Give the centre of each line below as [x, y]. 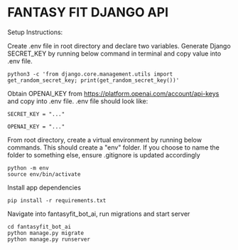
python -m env [28, 168]
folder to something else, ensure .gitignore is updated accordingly [104, 155]
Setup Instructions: [35, 32]
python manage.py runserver [49, 239]
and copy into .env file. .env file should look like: [78, 101]
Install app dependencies [44, 187]
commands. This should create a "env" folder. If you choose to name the [114, 147]
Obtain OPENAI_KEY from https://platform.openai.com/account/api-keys [113, 93]
